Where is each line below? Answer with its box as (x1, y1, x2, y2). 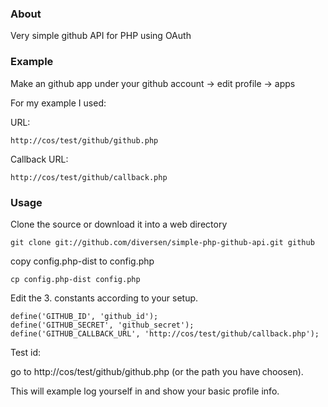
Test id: (10, 346, 42, 358)
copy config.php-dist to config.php (10, 255, 155, 267)
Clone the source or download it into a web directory (10, 218, 228, 230)
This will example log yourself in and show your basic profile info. (10, 385, 280, 397)
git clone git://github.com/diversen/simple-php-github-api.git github (10, 237, 315, 247)
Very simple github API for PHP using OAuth (10, 30, 192, 42)
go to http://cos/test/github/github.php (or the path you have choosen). (10, 365, 304, 377)
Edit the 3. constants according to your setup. (10, 292, 199, 304)
